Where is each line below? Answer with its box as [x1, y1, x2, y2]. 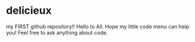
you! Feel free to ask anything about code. [6, 29, 108, 36]
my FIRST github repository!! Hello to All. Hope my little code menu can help [6, 23, 189, 30]
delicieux [6, 4, 52, 17]
